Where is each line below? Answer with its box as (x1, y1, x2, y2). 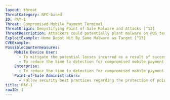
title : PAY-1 (5, 82, 33, 87)
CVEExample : (5, 40, 30, 45)
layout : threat (5, 7, 37, 13)
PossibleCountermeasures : (5, 45, 60, 50)
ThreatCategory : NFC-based (5, 12, 62, 17)
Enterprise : (14, 64, 39, 69)
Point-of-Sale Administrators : (14, 73, 80, 78)
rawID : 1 (5, 87, 24, 92)
